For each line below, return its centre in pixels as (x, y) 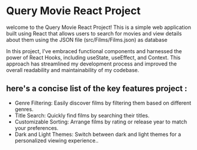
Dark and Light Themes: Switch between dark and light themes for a (98, 134)
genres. (24, 109)
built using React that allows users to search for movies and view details (94, 33)
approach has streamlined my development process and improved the (92, 64)
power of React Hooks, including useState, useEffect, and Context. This (93, 57)
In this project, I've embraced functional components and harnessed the (94, 51)
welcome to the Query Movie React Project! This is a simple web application (98, 27)
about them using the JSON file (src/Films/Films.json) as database (87, 40)
